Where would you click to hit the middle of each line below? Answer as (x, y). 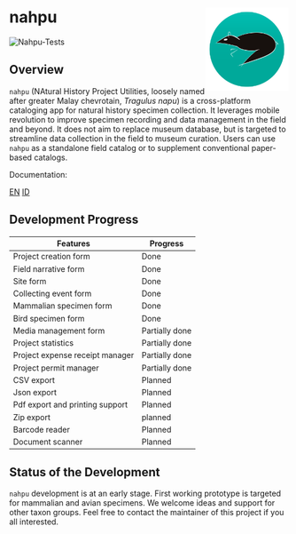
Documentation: (39, 174)
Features (74, 243)
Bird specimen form (49, 318)
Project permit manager (56, 368)
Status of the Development (85, 472)
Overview (37, 70)
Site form (30, 281)
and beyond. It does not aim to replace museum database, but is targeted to (148, 129)
